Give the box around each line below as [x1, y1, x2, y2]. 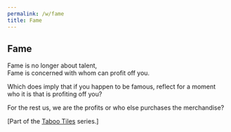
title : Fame [7, 17, 42, 24]
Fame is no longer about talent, [7, 61, 98, 70]
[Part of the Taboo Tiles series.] [7, 117, 99, 126]
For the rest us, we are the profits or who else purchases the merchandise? [7, 103, 225, 112]
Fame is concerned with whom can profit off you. [7, 69, 150, 77]
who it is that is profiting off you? [7, 90, 103, 98]
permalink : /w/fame [7, 10, 65, 18]
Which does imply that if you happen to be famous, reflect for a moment [7, 82, 216, 91]
